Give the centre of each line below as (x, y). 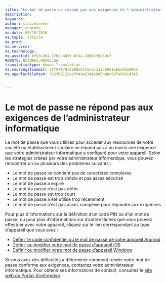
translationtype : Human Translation (43, 65)
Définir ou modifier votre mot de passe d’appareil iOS (66, 245)
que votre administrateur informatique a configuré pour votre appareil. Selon (83, 153)
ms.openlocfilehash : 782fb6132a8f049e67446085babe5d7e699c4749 (72, 74)
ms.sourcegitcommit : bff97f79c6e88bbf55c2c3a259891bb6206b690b (72, 70)
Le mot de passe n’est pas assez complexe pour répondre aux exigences (86, 204)
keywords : (15, 19)
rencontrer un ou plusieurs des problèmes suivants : (58, 163)
